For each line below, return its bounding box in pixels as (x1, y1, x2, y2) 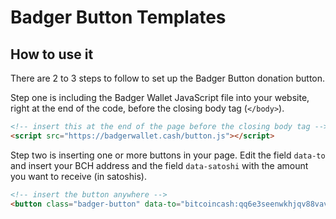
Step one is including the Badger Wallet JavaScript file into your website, (10, 92, 310, 103)
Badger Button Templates (10, 6, 227, 29)
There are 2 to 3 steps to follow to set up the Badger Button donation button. (10, 72, 326, 84)
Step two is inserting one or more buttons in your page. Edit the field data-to (10, 149, 326, 161)
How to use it (10, 46, 94, 63)
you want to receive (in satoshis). (10, 170, 147, 182)
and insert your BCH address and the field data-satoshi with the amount (10, 159, 309, 171)
